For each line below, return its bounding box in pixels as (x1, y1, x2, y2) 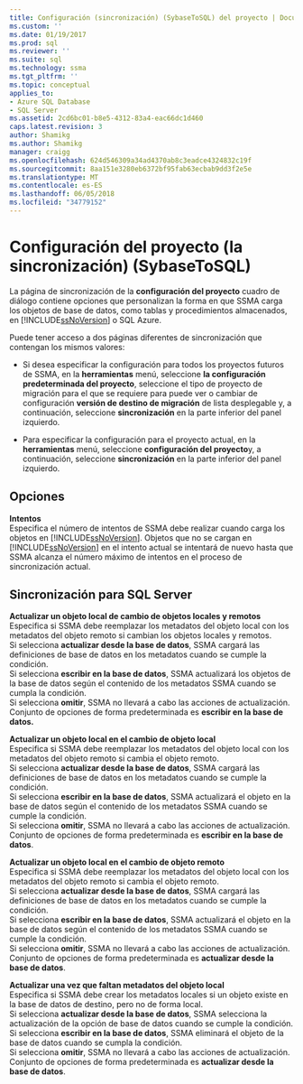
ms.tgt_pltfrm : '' (9, 72, 78, 81)
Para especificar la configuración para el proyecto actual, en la (22, 434, 256, 445)
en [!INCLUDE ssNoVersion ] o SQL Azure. (9, 314, 162, 325)
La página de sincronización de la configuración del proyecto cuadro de (9, 285, 280, 296)
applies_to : (9, 88, 54, 97)
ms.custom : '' (9, 22, 63, 31)
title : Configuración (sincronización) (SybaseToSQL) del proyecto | (9, 13, 277, 23)
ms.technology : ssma (9, 64, 87, 73)
